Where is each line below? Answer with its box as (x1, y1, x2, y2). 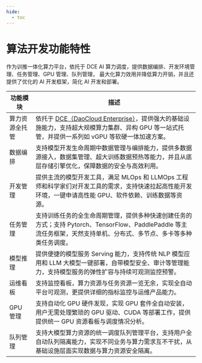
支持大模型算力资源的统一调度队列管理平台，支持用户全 (35, 329, 192, 337)
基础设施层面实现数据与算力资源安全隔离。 (35, 347, 156, 355)
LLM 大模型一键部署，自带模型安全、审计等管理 (49, 259, 184, 267)
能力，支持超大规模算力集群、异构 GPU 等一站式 (41, 124, 179, 132)
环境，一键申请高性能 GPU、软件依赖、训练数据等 (35, 191, 177, 200)
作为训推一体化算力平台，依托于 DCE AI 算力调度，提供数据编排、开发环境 (6, 63, 190, 70)
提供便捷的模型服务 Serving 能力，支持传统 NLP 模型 (35, 250, 185, 258)
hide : (6, 8, 20, 15)
